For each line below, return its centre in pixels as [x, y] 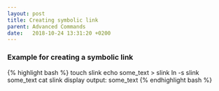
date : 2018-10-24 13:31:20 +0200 [59, 33]
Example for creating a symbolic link [70, 58]
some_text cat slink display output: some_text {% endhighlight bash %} [109, 80]
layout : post [26, 14]
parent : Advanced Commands [47, 26]
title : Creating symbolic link [53, 20]
